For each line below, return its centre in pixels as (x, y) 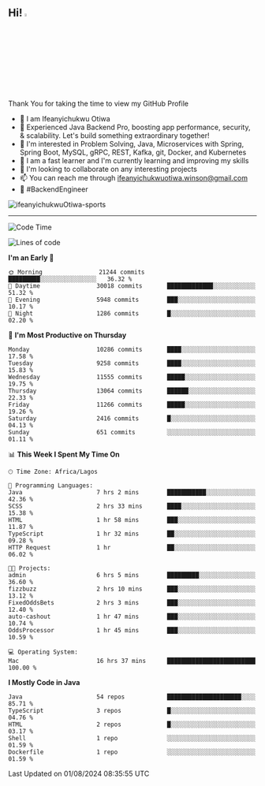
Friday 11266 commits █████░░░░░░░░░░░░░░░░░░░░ (132, 404)
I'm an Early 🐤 (31, 257)
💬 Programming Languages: (50, 485)
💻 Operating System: (43, 652)
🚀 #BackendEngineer (54, 189)
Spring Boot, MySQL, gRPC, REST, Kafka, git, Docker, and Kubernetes (133, 152)
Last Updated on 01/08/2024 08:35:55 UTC (79, 773)
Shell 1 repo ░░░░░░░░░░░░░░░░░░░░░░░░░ (132, 738)
